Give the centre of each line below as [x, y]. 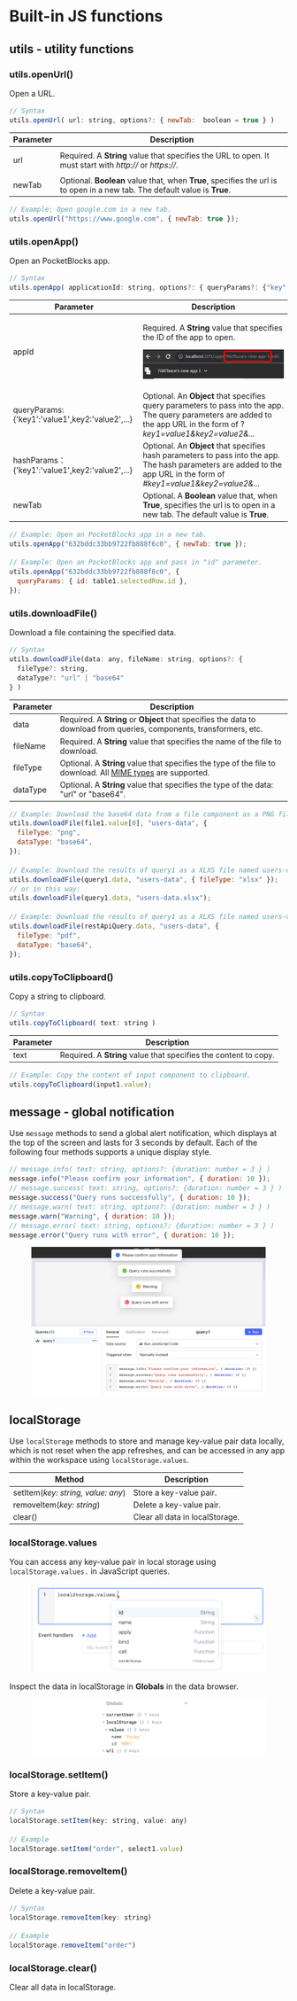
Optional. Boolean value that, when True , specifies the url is [168, 180]
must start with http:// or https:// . [119, 165]
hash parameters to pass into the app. [211, 455]
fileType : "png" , [49, 833]
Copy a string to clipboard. [57, 996]
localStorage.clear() [53, 1968]
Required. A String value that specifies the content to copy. [168, 1055]
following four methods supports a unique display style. [110, 1152]
